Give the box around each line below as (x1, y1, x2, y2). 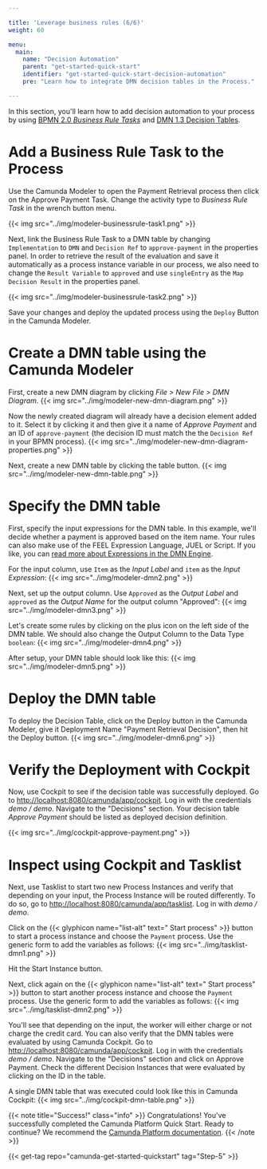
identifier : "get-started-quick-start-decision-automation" (22, 70, 226, 78)
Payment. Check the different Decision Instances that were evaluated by (8, 1063, 245, 1072)
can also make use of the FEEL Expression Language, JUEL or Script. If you (8, 540, 257, 550)
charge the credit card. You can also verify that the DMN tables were (8, 1029, 234, 1038)
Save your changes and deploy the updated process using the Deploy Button (8, 307, 259, 317)
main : (15, 48, 34, 56)
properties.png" (8, 444, 61, 455)
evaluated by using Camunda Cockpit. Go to (8, 1037, 153, 1047)
